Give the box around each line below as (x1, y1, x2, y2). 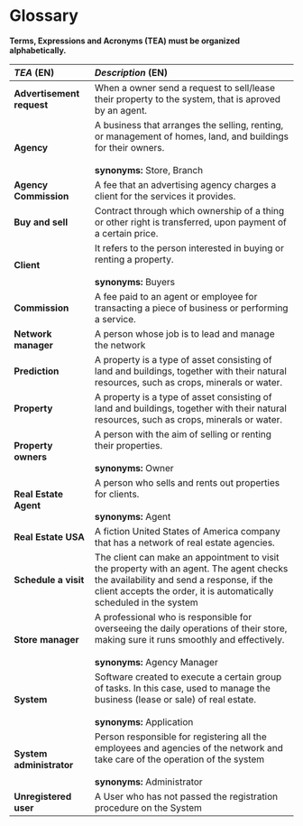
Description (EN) (94, 66, 169, 79)
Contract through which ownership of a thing (94, 204, 285, 217)
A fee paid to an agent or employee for (94, 290, 258, 302)
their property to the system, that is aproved (94, 92, 281, 105)
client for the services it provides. (94, 190, 236, 202)
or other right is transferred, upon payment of (94, 216, 287, 228)
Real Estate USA (14, 530, 86, 543)
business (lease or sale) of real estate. (94, 692, 257, 705)
